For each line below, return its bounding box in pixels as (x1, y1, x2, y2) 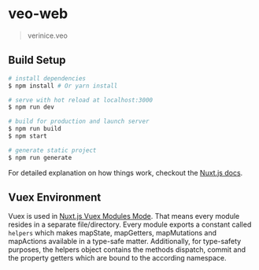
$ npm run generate (8, 153, 72, 161)
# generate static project (8, 146, 97, 154)
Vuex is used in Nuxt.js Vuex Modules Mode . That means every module (8, 212, 240, 221)
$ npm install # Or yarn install (8, 82, 118, 90)
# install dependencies (8, 74, 87, 83)
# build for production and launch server (8, 117, 150, 126)
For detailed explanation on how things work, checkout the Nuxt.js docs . (8, 168, 243, 177)
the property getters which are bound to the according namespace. (8, 253, 227, 263)
